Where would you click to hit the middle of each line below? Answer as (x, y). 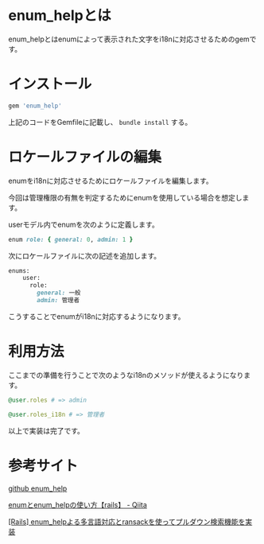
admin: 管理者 (58, 301)
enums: (19, 270)
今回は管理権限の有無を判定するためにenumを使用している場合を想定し (125, 197)
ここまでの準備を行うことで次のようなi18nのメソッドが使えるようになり (126, 375)
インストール (50, 84)
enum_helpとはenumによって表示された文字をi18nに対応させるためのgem (129, 39)
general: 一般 (59, 293)
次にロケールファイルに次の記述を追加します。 (85, 255)
